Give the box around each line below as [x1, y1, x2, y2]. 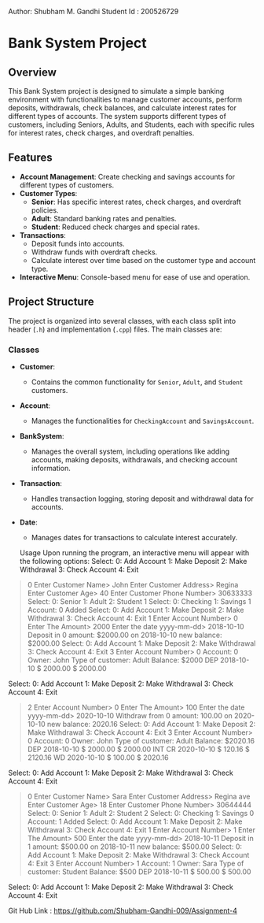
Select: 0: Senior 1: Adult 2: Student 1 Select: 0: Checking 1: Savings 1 [27, 596, 251, 606]
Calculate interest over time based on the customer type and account [31, 255, 256, 265]
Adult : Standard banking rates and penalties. [31, 213, 177, 223]
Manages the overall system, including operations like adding [31, 447, 230, 456]
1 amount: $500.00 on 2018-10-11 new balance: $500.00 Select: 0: [27, 842, 242, 851]
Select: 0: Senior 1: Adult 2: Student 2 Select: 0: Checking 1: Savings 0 [27, 808, 255, 817]
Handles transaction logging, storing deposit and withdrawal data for [31, 494, 254, 503]
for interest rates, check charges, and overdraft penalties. [8, 128, 195, 137]
